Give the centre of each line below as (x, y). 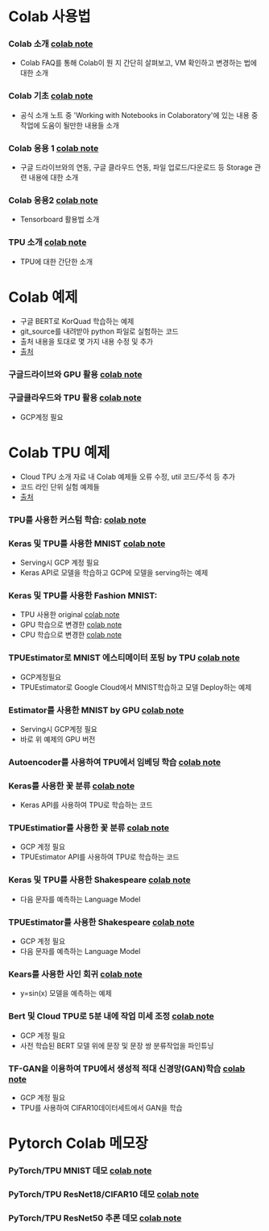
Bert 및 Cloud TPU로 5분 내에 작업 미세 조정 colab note (112, 1016)
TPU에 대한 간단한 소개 (56, 261)
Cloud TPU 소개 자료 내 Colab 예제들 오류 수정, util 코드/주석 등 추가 (128, 477)
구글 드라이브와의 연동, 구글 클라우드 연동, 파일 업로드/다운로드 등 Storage (136, 167)
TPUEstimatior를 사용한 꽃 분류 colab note (89, 828)
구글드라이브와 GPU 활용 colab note (75, 374)
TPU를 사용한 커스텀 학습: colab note (77, 519)
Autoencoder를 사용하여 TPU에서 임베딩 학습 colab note (115, 762)
